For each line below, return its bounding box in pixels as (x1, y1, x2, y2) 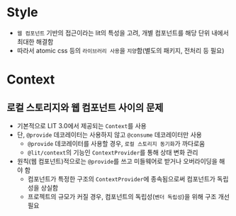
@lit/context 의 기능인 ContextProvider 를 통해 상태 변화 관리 (27, 148, 198, 157)
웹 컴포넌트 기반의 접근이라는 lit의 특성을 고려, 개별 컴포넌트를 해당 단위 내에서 (16, 28, 230, 37)
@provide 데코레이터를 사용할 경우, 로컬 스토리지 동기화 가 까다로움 (27, 139, 206, 147)
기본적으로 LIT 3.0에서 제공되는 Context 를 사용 (16, 121, 147, 130)
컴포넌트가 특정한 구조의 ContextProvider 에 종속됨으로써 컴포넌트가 (27, 174, 215, 183)
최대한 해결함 (16, 37, 54, 46)
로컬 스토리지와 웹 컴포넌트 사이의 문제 (6, 101, 164, 113)
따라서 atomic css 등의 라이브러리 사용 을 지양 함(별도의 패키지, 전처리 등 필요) (16, 46, 225, 55)
